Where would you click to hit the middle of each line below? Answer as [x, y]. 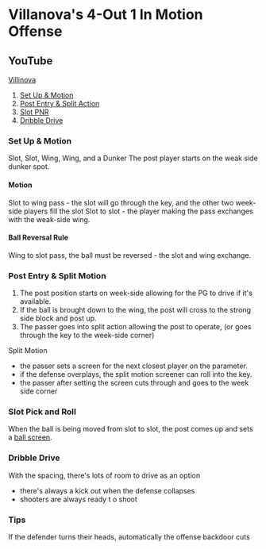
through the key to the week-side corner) [87, 335]
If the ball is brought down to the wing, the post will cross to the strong [135, 310]
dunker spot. [29, 167]
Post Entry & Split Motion [57, 275]
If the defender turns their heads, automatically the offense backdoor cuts [129, 536]
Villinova [22, 80]
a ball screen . [31, 437]
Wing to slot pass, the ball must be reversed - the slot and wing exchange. [130, 255]
